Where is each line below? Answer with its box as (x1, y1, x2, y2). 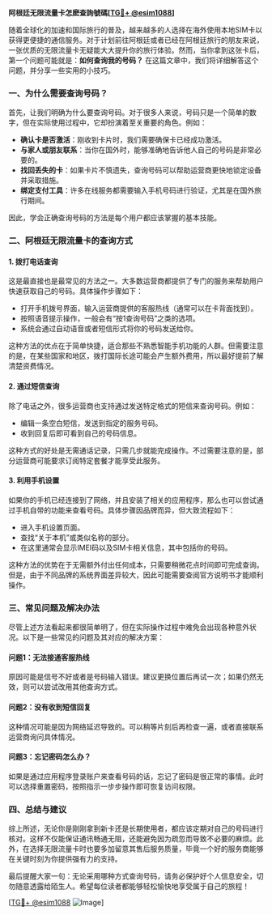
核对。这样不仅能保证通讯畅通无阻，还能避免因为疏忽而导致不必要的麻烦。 (8, 834, 257, 844)
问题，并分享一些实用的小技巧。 (8, 66, 115, 75)
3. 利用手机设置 (8, 475, 60, 485)
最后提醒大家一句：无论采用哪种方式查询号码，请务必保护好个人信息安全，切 (8, 871, 264, 881)
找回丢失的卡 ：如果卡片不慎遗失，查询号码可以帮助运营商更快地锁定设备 (19, 165, 261, 175)
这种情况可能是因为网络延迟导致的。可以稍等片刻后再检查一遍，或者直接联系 (8, 721, 264, 731)
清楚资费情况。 (8, 361, 58, 371)
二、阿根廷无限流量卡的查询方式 (8, 235, 134, 246)
